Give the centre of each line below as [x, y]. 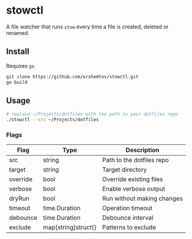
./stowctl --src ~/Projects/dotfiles [53, 120]
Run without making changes [143, 199]
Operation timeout [127, 208]
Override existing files [133, 179]
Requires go [20, 66]
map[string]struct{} [70, 227]
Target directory [125, 170]
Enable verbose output [134, 189]
